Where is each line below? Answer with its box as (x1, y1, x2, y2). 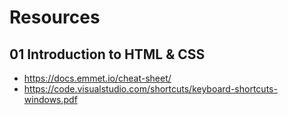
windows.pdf (23, 94, 78, 105)
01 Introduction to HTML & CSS (9, 46, 206, 63)
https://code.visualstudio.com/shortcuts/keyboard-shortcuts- (23, 83, 278, 95)
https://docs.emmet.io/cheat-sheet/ (23, 72, 172, 84)
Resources (9, 6, 101, 29)
